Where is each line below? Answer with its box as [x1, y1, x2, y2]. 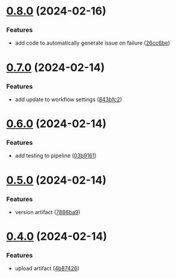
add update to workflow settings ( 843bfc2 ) [14, 95, 122, 103]
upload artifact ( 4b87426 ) [14, 265, 80, 272]
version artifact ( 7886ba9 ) [14, 208, 81, 215]
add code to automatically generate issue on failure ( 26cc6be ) [14, 39, 171, 46]
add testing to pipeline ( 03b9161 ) [14, 152, 97, 159]
